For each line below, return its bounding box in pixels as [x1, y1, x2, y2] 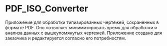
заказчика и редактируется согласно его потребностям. [5, 35, 126, 41]
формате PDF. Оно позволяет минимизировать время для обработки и [5, 24, 157, 30]
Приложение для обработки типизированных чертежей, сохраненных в [5, 19, 159, 25]
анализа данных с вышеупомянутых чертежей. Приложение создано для [5, 30, 162, 36]
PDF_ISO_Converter [5, 3, 88, 14]
